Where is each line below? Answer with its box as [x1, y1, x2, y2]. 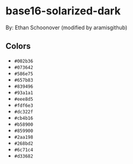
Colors [5, 41, 31, 51]
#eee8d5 [14, 96, 33, 102]
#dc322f [14, 109, 33, 115]
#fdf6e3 [14, 103, 33, 109]
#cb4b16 [14, 115, 33, 121]
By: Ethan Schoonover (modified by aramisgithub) [5, 24, 128, 31]
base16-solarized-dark [5, 4, 121, 18]
